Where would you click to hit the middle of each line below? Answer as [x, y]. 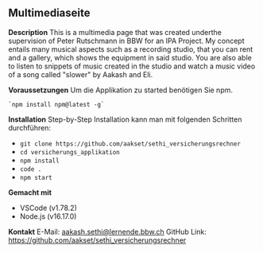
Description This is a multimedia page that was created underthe [115, 32]
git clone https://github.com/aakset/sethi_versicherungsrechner [130, 144]
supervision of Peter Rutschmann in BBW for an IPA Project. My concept [126, 41]
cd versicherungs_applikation [70, 152]
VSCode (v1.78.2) [48, 208]
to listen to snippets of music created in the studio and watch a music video [132, 66]
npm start [36, 177]
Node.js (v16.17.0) [48, 216]
